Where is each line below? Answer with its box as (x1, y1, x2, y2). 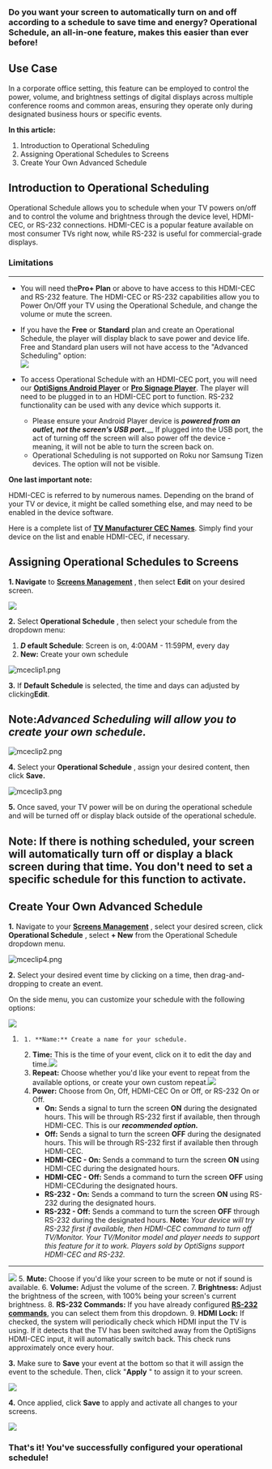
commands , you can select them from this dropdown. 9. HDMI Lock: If (8, 1308, 245, 1318)
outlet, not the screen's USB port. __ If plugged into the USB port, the (32, 424, 264, 434)
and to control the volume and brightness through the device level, (8, 211, 231, 221)
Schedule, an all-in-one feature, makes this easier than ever (8, 27, 249, 38)
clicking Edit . (8, 689, 50, 699)
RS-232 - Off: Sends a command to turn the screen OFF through (44, 1206, 261, 1216)
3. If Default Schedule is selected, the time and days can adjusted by (8, 680, 240, 690)
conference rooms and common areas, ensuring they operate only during (8, 100, 253, 110)
